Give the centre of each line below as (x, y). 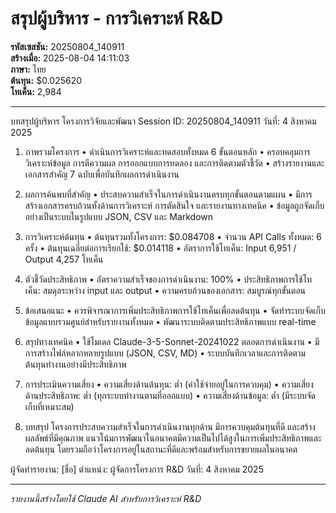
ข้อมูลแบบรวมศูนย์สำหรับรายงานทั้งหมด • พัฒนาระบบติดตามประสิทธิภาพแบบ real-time (170, 321)
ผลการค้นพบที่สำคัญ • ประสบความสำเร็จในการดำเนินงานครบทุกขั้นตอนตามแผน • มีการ (168, 194)
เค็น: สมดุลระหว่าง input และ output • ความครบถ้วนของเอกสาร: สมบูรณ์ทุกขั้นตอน (165, 290)
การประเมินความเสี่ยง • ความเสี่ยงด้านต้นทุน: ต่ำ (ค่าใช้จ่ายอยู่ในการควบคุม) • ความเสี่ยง (169, 384)
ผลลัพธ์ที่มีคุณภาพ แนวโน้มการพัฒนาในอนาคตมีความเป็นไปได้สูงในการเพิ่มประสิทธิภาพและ (173, 438)
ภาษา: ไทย (28, 69)
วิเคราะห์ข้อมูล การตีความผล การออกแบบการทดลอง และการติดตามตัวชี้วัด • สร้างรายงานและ (174, 163)
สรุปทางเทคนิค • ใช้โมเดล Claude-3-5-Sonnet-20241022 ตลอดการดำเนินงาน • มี (172, 341)
